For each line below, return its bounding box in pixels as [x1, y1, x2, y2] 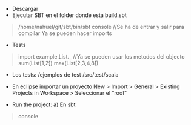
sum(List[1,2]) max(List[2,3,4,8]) [18, 60, 99, 66]
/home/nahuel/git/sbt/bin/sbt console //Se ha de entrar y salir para [18, 24, 185, 30]
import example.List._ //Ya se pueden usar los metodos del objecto [18, 53, 185, 60]
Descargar [12, 5, 39, 12]
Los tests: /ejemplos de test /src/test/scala [12, 71, 119, 78]
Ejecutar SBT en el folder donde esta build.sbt [12, 11, 127, 19]
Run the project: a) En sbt [12, 101, 76, 108]
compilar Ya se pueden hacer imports [18, 30, 112, 37]
